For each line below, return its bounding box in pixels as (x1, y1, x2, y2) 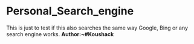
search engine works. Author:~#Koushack (6, 30, 114, 37)
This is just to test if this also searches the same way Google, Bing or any (6, 24, 189, 31)
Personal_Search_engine (6, 4, 134, 18)
